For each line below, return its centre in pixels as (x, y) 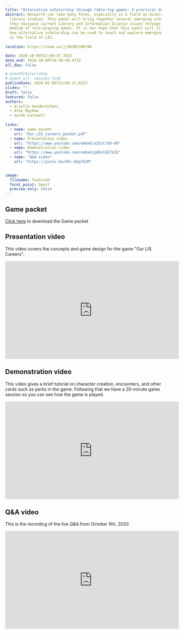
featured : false (22, 97)
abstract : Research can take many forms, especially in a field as (76, 14)
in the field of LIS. (32, 38)
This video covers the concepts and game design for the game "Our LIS (79, 248)
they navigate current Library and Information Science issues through (85, 24)
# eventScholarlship (27, 74)
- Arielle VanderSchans (34, 106)
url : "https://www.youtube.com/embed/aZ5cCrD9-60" (67, 143)
